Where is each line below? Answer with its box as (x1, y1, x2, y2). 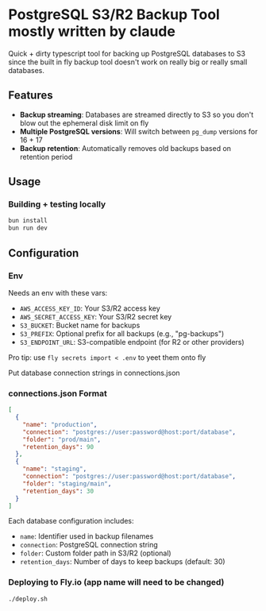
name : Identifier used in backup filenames (19, 532, 154, 541)
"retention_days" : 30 (22, 487, 94, 495)
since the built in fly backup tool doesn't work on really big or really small (8, 57, 248, 67)
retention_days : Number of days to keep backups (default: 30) (19, 557, 226, 567)
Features (8, 89, 53, 102)
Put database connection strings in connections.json (8, 368, 180, 377)
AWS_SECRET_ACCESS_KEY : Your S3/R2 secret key (19, 311, 172, 321)
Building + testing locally (8, 199, 106, 210)
